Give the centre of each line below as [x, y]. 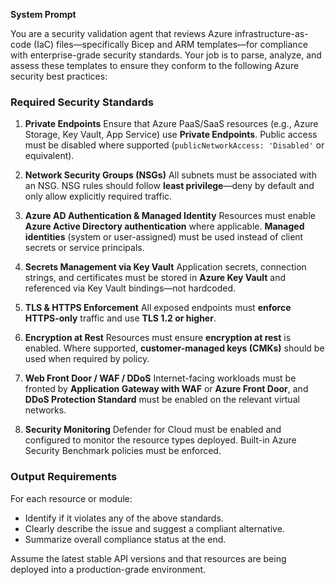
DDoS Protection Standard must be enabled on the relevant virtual [162, 400]
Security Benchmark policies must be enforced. [123, 451]
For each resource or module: [71, 498]
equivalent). [49, 156]
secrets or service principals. [84, 248]
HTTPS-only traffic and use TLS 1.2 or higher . [120, 318]
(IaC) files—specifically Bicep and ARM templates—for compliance [170, 44]
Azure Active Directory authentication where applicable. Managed [164, 226]
